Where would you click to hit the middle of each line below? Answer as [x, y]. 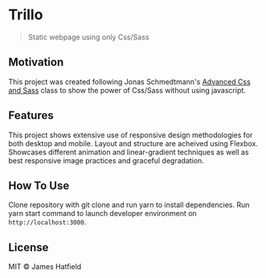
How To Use [39, 185]
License [29, 247]
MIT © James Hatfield [45, 267]
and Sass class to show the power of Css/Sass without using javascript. [127, 90]
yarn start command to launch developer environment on [102, 214]
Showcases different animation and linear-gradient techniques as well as [129, 152]
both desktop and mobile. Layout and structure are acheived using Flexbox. [133, 143]
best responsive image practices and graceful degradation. [106, 160]
